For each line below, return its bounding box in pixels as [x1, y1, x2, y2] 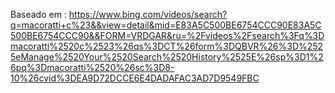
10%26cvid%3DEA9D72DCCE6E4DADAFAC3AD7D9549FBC [10, 72, 260, 84]
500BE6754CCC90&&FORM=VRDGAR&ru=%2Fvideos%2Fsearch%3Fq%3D [10, 30, 325, 41]
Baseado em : [10, 9, 67, 20]
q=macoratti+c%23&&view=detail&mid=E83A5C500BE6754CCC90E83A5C [10, 19, 322, 31]
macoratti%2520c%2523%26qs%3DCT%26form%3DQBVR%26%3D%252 [10, 40, 324, 52]
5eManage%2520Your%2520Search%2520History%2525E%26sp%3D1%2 [10, 51, 324, 63]
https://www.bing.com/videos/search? [68, 9, 228, 20]
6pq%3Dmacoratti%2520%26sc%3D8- [10, 62, 175, 73]
